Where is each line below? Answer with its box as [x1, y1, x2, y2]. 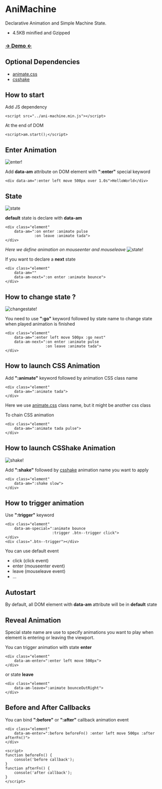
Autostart [5, 588, 36, 596]
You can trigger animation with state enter [5, 644, 92, 650]
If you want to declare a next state [5, 256, 76, 262]
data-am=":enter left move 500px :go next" [14, 335, 106, 340]
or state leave [5, 671, 34, 677]
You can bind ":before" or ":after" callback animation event [5, 716, 129, 722]
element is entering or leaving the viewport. [5, 634, 95, 640]
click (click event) [12, 558, 49, 564]
